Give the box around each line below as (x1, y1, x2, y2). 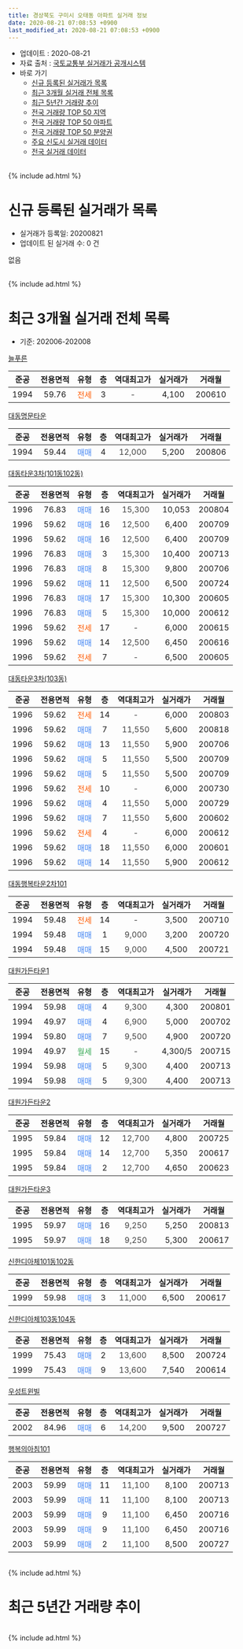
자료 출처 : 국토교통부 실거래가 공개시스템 (19, 58, 146, 68)
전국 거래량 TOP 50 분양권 (31, 128, 112, 137)
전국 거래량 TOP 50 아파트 (31, 117, 112, 127)
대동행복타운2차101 (8, 879, 67, 889)
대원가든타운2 (8, 1097, 51, 1107)
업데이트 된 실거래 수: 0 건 (19, 238, 100, 248)
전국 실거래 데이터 (31, 147, 87, 157)
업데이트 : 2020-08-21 (19, 49, 90, 58)
